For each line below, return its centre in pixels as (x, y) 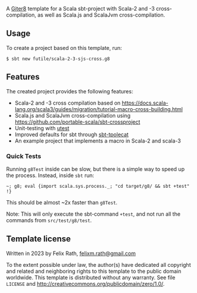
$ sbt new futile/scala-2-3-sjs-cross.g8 (58, 59)
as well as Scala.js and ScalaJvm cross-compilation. (101, 15)
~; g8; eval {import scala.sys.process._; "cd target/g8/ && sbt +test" (98, 186)
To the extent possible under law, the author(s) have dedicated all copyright (99, 264)
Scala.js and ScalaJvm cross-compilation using (72, 115)
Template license (39, 239)
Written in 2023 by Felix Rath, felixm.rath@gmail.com (71, 253)
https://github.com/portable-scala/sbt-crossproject (77, 122)
